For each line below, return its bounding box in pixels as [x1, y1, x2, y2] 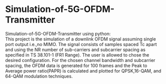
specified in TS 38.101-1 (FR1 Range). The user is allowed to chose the [5, 51, 149, 58]
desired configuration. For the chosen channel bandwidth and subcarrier [5, 57, 155, 63]
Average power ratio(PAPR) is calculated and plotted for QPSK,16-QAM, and [5, 67, 161, 73]
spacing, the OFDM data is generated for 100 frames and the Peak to [5, 62, 147, 68]
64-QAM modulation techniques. [5, 73, 73, 79]
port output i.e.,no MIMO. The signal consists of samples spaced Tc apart [5, 41, 157, 47]
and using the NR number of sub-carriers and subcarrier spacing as [5, 46, 145, 52]
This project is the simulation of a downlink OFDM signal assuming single [5, 36, 156, 42]
